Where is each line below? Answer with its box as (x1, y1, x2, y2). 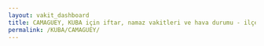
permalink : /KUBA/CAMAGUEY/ (8, 26, 101, 34)
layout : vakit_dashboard (8, 11, 90, 19)
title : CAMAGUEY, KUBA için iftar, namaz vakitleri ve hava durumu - (8, 19, 241, 27)
